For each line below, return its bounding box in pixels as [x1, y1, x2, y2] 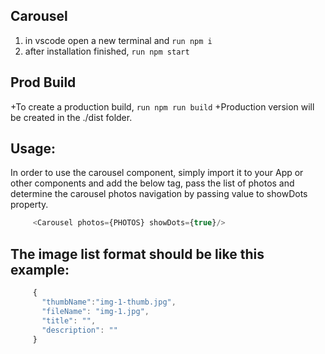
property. [10, 199, 49, 211]
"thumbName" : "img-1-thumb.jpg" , [41, 297, 177, 307]
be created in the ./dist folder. [10, 111, 133, 123]
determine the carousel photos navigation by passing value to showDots [10, 188, 308, 200]
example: [10, 261, 70, 278]
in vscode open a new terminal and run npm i [24, 34, 213, 46]
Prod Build [10, 74, 77, 91]
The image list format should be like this [10, 245, 265, 263]
